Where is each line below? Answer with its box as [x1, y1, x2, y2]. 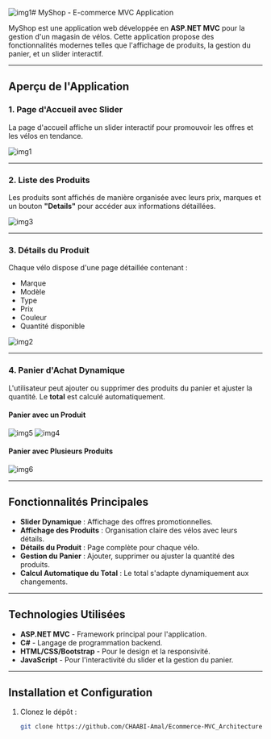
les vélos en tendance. [8, 131, 83, 140]
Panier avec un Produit [8, 410, 86, 420]
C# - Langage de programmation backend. [19, 637, 163, 647]
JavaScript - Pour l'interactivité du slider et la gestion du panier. [19, 654, 234, 665]
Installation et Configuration [8, 686, 153, 699]
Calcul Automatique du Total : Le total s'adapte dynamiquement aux [19, 568, 249, 578]
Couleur [19, 313, 47, 323]
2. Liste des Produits [8, 174, 90, 186]
